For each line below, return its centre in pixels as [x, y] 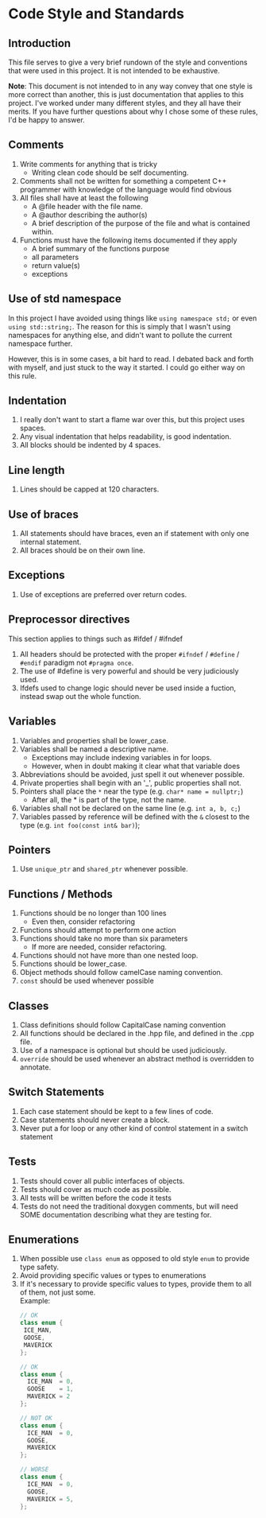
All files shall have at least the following [84, 198]
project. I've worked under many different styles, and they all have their [125, 103]
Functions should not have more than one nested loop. [109, 956]
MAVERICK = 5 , [50, 1499]
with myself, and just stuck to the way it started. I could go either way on [127, 367]
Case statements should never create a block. [95, 1120]
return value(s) [56, 265]
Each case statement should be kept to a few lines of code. [116, 1111]
